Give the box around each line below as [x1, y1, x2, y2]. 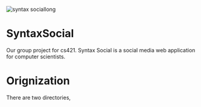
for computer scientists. [6, 53, 66, 60]
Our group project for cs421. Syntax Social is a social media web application [6, 46, 196, 53]
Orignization [6, 74, 71, 88]
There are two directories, [6, 94, 71, 101]
